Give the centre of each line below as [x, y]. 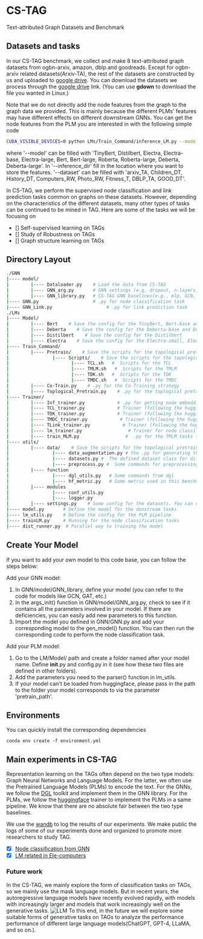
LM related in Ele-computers [50, 856]
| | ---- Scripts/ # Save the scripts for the [89, 358]
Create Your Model [42, 545]
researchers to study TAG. [39, 837]
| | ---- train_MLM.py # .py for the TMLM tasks [100, 436]
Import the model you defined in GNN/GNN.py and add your [89, 621]
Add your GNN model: [34, 578]
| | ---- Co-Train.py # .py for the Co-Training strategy [93, 386]
